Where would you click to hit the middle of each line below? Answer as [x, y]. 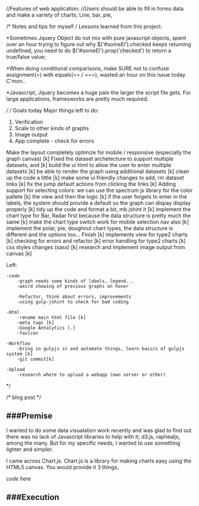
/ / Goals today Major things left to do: [53, 110]
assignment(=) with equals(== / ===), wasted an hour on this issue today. [97, 75]
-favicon [28, 333]
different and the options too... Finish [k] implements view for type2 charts [97, 235]
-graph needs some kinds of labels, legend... [75, 281]
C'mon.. [16, 81]
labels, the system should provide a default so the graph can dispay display [99, 203]
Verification [29, 122]
